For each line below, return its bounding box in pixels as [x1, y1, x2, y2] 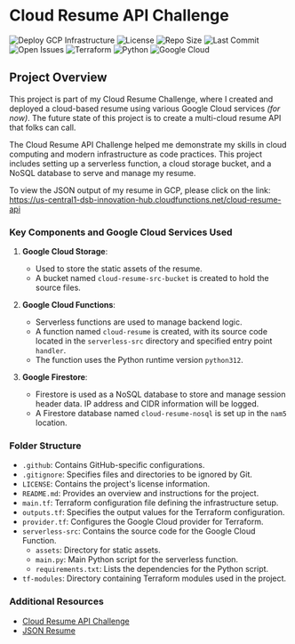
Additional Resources [9, 595, 104, 608]
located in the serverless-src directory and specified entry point [35, 335, 273, 347]
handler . [35, 345, 67, 356]
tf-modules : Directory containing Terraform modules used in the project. [21, 573, 287, 584]
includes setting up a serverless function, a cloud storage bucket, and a [9, 157, 272, 169]
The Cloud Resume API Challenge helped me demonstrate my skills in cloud [9, 139, 287, 149]
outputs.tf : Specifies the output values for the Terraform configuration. [21, 507, 285, 518]
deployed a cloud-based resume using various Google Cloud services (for [9, 103, 281, 114]
